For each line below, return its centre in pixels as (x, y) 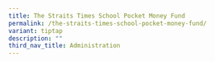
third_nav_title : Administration (64, 46)
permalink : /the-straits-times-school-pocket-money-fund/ (107, 23)
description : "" (35, 38)
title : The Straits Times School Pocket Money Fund (97, 16)
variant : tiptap (35, 31)
